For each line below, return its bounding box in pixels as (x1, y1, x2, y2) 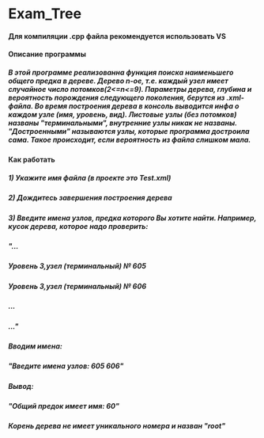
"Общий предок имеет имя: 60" (8, 402, 120, 411)
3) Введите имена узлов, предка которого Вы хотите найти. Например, (8, 213, 257, 223)
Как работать (8, 155, 55, 165)
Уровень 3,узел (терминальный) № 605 (8, 261, 146, 271)
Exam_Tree (8, 5, 81, 23)
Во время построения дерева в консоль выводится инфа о (34, 101, 239, 111)
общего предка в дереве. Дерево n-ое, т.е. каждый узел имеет (8, 76, 229, 86)
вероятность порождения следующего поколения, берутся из (8, 93, 225, 102)
